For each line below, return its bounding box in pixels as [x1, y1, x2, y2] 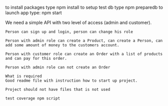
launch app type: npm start [5, 10, 62, 16]
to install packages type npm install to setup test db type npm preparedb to [5, 5, 163, 10]
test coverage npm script [5, 96, 60, 101]
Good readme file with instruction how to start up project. [5, 78, 138, 83]
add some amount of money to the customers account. [5, 43, 120, 48]
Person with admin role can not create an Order [5, 65, 110, 70]
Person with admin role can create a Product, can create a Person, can [5, 38, 163, 43]
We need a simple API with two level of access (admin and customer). [5, 20, 152, 25]
